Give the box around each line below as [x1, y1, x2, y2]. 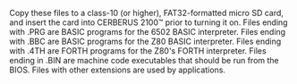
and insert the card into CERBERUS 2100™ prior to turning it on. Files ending [9, 17, 288, 28]
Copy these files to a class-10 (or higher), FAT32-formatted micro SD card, [9, 8, 284, 18]
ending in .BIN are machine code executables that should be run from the [9, 55, 279, 65]
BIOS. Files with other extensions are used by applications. [9, 64, 226, 75]
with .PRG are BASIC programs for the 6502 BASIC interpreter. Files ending [9, 27, 286, 37]
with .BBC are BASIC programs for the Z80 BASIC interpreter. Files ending [9, 36, 282, 46]
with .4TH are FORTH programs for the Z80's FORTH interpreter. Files [9, 46, 267, 56]
